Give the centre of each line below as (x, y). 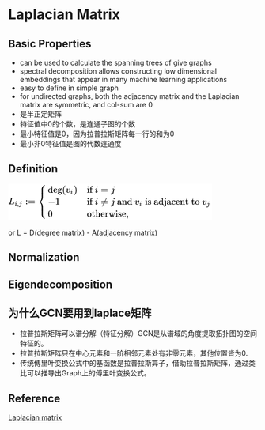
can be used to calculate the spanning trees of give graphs (115, 62)
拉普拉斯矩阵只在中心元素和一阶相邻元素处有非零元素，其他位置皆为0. (134, 353)
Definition (33, 169)
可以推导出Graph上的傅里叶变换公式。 (89, 373)
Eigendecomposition (61, 284)
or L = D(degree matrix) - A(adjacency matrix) (83, 232)
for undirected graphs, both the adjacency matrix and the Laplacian (129, 96)
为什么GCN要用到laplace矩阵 (80, 313)
